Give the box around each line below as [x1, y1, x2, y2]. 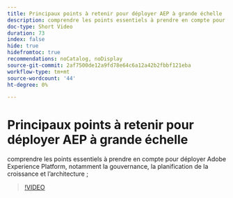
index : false [7, 36, 45, 43]
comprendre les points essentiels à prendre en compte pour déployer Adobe [7, 155, 227, 163]
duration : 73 [7, 29, 45, 37]
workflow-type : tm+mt [7, 68, 70, 75]
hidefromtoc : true [7, 49, 61, 56]
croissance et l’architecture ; [7, 170, 89, 178]
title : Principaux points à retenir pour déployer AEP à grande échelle [7, 10, 223, 17]
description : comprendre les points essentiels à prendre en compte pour [7, 17, 226, 24]
